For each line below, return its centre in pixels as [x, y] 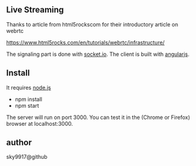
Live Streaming [35, 10]
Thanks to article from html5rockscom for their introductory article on [92, 24]
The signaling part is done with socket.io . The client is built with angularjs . [98, 54]
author [19, 143]
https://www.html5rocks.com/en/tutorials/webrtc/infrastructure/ [86, 42]
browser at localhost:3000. [40, 123]
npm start [27, 105]
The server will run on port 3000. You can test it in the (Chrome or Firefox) [98, 117]
